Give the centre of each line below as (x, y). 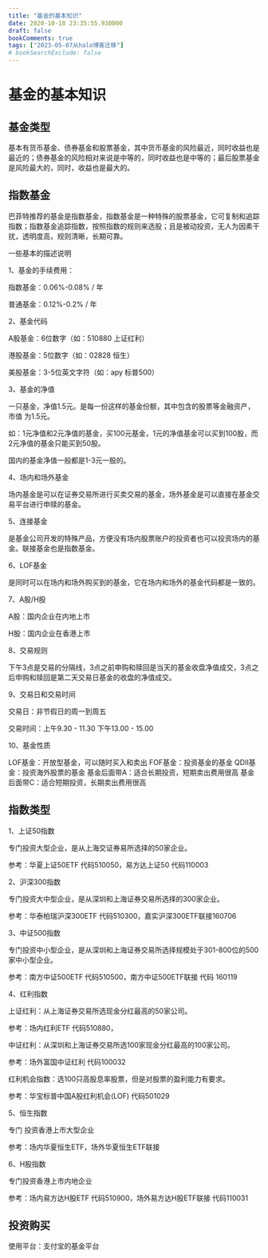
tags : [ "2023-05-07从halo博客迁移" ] (66, 46)
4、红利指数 (28, 994)
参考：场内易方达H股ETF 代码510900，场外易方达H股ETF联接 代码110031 (128, 1198)
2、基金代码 (28, 321)
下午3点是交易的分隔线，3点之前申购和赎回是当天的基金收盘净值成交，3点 (130, 667)
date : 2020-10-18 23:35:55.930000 (66, 23)
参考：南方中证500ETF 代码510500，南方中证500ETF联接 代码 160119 (123, 976)
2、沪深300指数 (35, 882)
